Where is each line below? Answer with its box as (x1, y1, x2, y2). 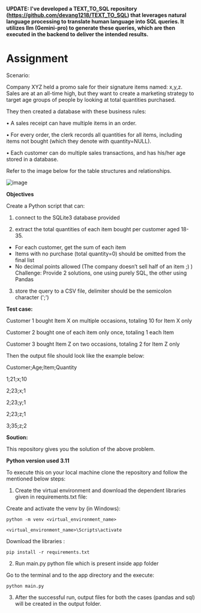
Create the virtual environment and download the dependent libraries (14, 487, 186, 494)
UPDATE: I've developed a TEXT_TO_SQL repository (6, 5, 137, 12)
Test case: (6, 305, 33, 313)
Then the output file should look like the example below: (6, 352, 145, 359)
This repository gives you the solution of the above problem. (6, 445, 155, 452)
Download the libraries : (6, 537, 65, 544)
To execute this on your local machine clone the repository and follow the (6, 468, 188, 476)
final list (14, 256, 35, 264)
